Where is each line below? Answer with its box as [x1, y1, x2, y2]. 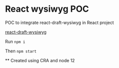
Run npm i [5, 38, 25, 45]
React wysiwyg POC [5, 3, 89, 15]
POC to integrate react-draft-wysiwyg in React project [5, 20, 114, 25]
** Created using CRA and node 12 [5, 57, 75, 63]
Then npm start [5, 48, 37, 54]
